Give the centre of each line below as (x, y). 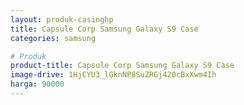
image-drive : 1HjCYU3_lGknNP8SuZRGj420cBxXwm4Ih (113, 75)
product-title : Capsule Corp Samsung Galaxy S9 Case (122, 66)
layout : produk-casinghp (62, 19)
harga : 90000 (37, 84)
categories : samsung (53, 38)
